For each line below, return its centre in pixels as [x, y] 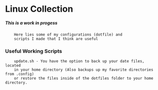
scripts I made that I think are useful [56, 39]
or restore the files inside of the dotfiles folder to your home [84, 79]
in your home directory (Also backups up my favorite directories [84, 70]
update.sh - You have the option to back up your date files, [79, 61]
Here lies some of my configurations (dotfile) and [68, 35]
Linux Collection [39, 9]
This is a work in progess [31, 22]
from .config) [20, 74]
